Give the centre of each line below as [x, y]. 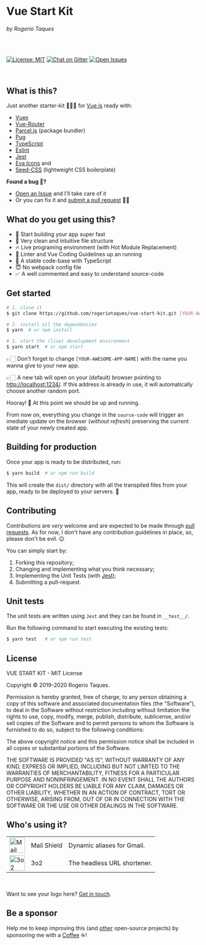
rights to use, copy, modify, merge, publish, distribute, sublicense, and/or [99, 716]
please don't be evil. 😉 [36, 538]
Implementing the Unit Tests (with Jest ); [66, 575]
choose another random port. [44, 391]
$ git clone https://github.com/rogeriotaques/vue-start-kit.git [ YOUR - [101, 313]
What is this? [32, 91]
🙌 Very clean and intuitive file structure [64, 241]
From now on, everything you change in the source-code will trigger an [95, 415]
